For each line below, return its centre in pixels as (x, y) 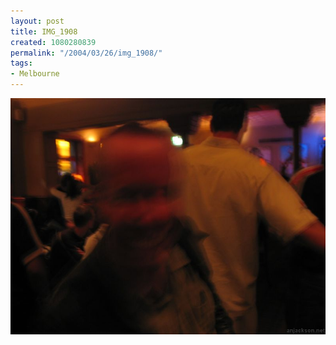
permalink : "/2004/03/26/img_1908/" (86, 53)
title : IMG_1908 (44, 31)
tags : (21, 63)
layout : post (37, 21)
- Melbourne (35, 74)
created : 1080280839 (53, 42)
